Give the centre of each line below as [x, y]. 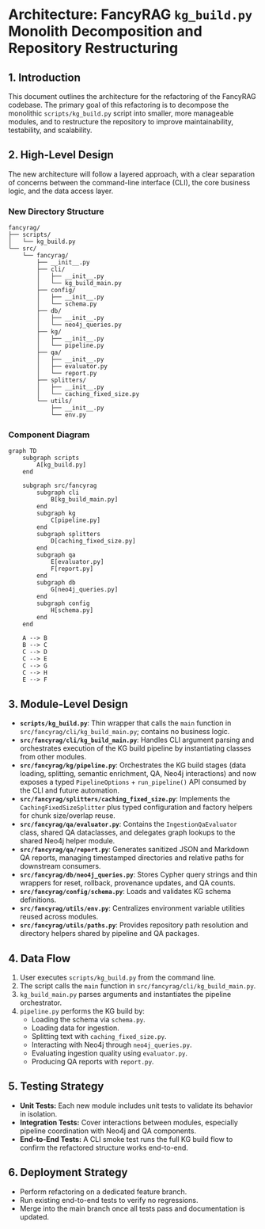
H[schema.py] [72, 611]
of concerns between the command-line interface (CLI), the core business [129, 182]
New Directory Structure [56, 211]
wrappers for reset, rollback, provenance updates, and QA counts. [127, 883]
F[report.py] [72, 569]
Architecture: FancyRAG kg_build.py [131, 15]
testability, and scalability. [50, 130]
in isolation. [38, 1113]
